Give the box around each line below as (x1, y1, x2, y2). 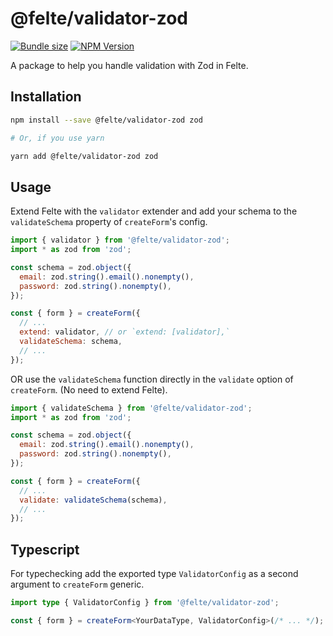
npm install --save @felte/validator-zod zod (10, 115, 203, 125)
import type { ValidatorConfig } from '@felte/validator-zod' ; (10, 598, 280, 608)
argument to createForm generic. (10, 578, 145, 591)
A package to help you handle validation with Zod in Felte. (10, 59, 249, 71)
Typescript (10, 541, 80, 558)
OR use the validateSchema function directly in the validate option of (10, 373, 294, 385)
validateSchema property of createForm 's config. (10, 216, 208, 228)
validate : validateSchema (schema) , (19, 495, 168, 505)
